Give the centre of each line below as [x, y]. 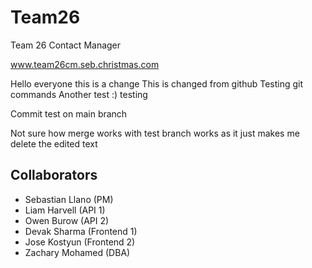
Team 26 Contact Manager [66, 45]
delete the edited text [54, 143]
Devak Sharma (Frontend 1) [81, 231]
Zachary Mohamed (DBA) [77, 252]
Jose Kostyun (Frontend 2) [80, 242]
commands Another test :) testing [79, 94]
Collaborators [54, 175]
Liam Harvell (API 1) [65, 210]
